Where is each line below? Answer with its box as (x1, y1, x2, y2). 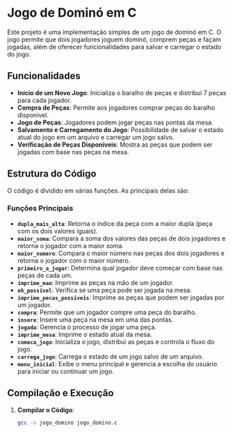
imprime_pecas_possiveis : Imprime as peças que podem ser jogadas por (17, 293, 225, 302)
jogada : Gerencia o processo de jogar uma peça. (17, 322, 156, 331)
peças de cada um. (17, 271, 73, 279)
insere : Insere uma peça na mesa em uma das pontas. (17, 315, 174, 324)
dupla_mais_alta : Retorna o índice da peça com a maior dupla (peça (17, 219, 213, 227)
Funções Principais (7, 204, 74, 213)
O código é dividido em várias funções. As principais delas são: (7, 186, 190, 195)
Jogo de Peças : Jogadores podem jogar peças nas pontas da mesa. (17, 118, 214, 126)
